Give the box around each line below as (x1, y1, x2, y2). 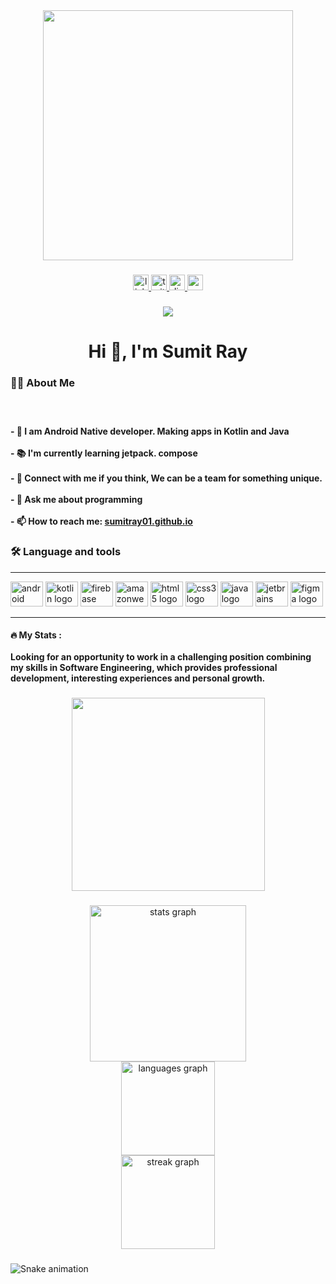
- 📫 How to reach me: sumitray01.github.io (10, 515, 193, 528)
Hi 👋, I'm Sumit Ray (88, 340, 248, 363)
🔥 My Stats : (10, 629, 62, 641)
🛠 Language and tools (10, 545, 122, 559)
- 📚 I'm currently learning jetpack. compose (10, 447, 198, 459)
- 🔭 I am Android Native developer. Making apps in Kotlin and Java (10, 425, 290, 438)
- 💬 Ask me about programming (10, 494, 143, 506)
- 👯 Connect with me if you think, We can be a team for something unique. (10, 472, 323, 484)
